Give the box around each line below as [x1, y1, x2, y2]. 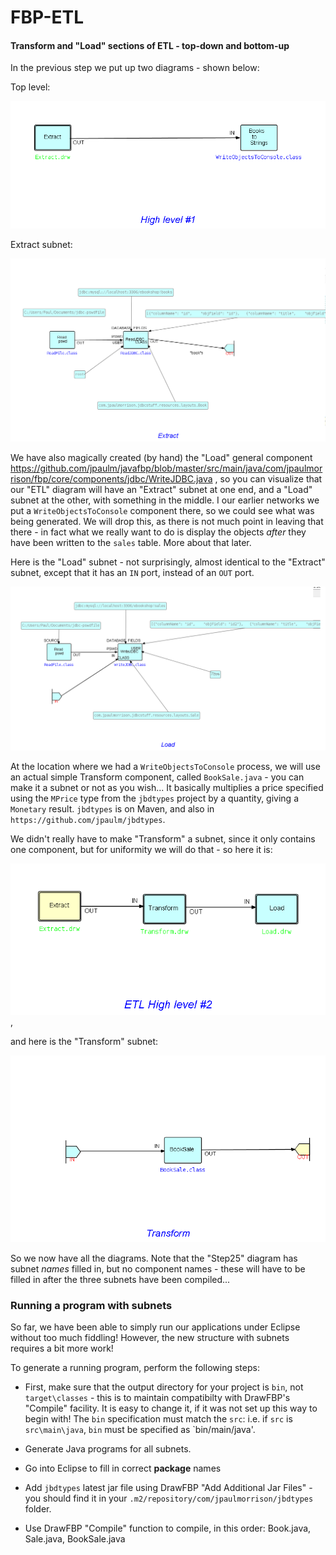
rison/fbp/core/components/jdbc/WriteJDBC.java [10, 473, 213, 485]
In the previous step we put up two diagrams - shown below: [10, 62, 260, 74]
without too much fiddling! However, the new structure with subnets [10, 1332, 290, 1344]
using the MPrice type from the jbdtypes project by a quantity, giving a [10, 792, 299, 805]
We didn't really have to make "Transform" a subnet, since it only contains [10, 833, 316, 845]
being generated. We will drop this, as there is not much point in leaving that [10, 516, 324, 528]
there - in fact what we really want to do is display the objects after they [10, 526, 307, 538]
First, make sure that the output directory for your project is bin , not [24, 1381, 304, 1393]
